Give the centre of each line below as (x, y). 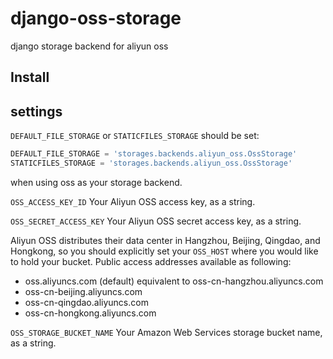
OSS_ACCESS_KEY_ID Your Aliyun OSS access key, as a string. (133, 201)
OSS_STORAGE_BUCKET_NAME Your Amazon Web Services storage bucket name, (166, 332)
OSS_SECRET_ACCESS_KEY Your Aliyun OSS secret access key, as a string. (156, 221)
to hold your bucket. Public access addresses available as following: (151, 261)
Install (30, 77)
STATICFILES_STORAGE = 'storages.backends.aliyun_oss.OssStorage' (151, 163)
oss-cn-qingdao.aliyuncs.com (86, 302)
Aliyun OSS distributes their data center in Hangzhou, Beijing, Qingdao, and (165, 240)
